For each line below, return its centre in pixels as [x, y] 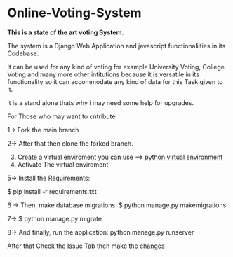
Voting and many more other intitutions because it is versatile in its [104, 74]
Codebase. [23, 53]
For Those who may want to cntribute [61, 116]
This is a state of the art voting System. [66, 32]
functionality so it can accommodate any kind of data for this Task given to [115, 81]
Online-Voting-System [74, 13]
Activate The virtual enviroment [63, 164]
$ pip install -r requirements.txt [52, 191]
